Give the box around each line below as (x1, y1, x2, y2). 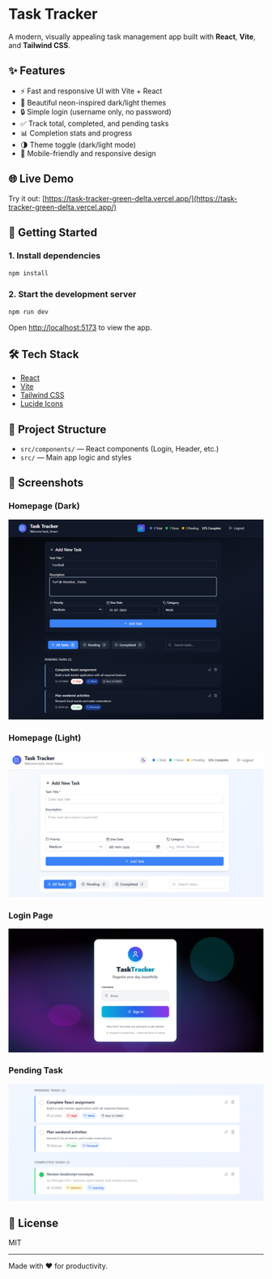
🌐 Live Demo (8, 172, 74, 186)
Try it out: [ (8, 193, 45, 203)
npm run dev (8, 308, 49, 317)
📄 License (8, 1216, 59, 1230)
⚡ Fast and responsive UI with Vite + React (19, 86, 163, 96)
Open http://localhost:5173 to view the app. (8, 322, 152, 333)
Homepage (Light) (8, 732, 82, 744)
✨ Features (8, 64, 66, 78)
